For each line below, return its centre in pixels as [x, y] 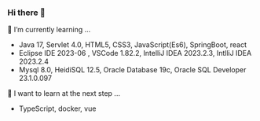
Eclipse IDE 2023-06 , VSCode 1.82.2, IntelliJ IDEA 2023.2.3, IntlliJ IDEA [135, 53]
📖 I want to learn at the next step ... [64, 93]
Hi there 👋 [27, 13]
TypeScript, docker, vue [57, 108]
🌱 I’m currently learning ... [49, 30]
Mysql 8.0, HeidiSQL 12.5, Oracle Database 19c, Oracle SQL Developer [132, 70]
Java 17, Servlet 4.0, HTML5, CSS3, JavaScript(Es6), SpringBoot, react [133, 45]
